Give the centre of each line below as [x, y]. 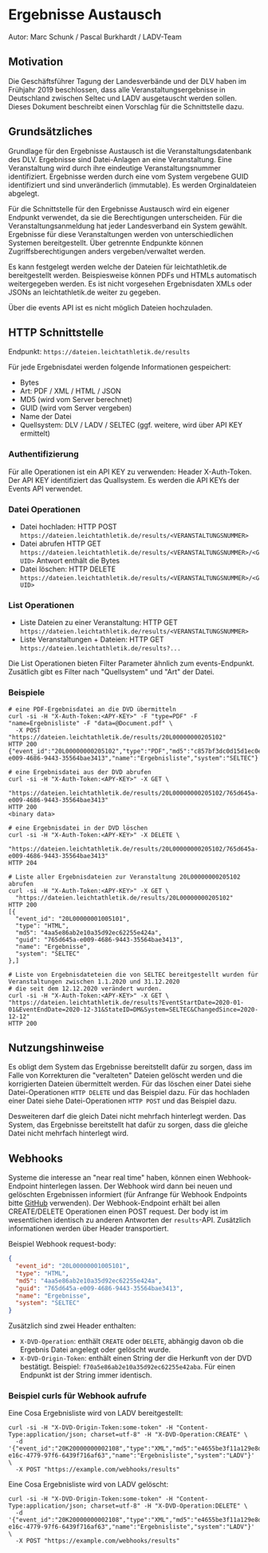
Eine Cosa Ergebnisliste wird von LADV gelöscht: [89, 1484]
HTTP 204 [23, 863]
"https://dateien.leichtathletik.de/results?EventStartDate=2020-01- [126, 1002]
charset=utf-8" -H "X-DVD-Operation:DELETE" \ [169, 1506]
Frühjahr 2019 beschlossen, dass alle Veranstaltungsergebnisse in [117, 89]
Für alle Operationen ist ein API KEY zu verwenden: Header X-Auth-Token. [130, 472]
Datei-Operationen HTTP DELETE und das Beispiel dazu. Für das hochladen [129, 1093]
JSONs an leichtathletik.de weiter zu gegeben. [85, 292]
